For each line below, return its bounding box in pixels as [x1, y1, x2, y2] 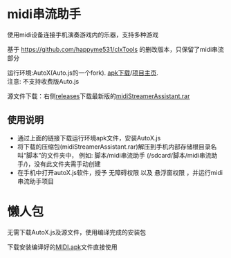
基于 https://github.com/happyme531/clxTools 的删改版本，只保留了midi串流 [7, 45, 225, 53]
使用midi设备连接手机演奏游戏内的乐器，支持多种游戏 [7, 30, 159, 39]
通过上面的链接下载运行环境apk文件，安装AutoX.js [17, 133, 161, 142]
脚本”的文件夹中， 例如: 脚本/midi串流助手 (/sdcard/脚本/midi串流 [26, 151, 212, 159]
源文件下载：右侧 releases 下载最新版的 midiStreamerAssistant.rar [7, 91, 190, 100]
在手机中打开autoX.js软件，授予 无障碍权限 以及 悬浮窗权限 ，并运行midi [17, 168, 223, 176]
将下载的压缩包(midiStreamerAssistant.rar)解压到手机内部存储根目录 [17, 142, 211, 151]
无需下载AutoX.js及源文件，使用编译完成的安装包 [7, 228, 147, 236]
